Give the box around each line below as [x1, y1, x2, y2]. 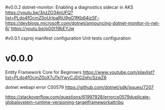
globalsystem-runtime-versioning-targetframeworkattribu [5, 99, 124, 105]
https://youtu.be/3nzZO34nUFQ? [5, 9, 73, 15]
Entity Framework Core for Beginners [5, 69, 81, 75]
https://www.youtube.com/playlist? [82, 69, 155, 75]
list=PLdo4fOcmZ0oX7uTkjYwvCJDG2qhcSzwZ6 [5, 74, 106, 80]
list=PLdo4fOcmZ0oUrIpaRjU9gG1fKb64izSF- [5, 15, 100, 20]
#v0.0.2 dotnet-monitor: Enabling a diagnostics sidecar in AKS [5, 4, 133, 10]
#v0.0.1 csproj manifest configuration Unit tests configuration [5, 35, 131, 41]
